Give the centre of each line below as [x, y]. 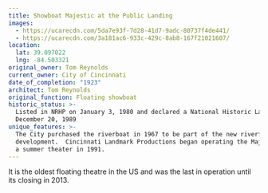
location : [25, 45]
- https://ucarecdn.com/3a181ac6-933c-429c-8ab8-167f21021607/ [122, 38]
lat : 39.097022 [41, 53]
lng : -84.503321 [42, 61]
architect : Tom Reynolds [49, 90]
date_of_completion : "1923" [55, 82]
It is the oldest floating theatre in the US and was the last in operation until [130, 171]
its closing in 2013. [39, 180]
